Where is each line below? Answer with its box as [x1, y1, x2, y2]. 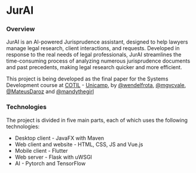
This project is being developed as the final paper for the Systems [6, 75, 169, 82]
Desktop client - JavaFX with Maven [14, 134, 105, 141]
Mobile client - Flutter [14, 147, 68, 154]
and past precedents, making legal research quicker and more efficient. [6, 64, 182, 71]
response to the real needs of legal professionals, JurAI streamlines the [6, 51, 182, 58]
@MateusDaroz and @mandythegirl [6, 88, 94, 95]
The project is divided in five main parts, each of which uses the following [6, 116, 188, 123]
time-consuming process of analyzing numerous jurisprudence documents [6, 57, 191, 64]
